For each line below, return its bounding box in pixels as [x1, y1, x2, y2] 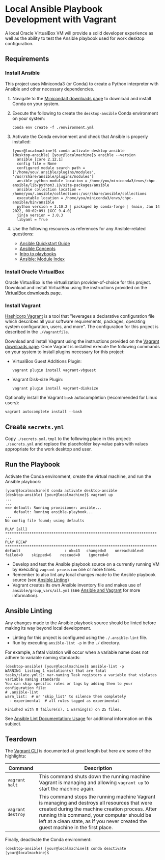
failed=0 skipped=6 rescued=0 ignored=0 [5, 553, 109, 557]
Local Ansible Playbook [5, 3, 103, 15]
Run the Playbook [5, 460, 60, 469]
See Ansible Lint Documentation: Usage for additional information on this [5, 716, 152, 721]
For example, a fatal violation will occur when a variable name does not [5, 649, 149, 655]
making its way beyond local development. [5, 625, 92, 631]
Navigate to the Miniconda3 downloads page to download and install [12, 95, 151, 101]
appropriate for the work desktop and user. [5, 446, 92, 452]
